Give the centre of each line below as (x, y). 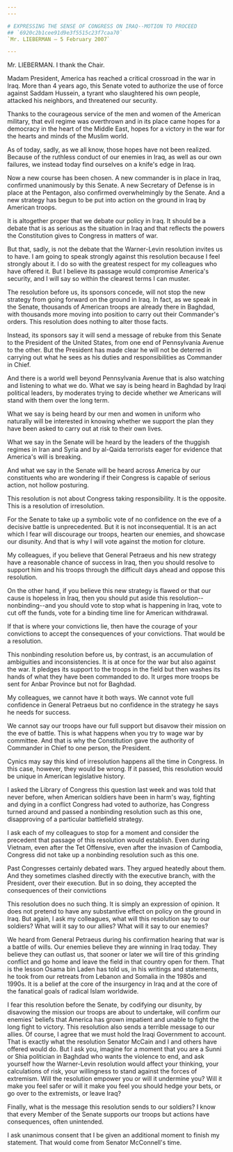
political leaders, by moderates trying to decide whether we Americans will (114, 393)
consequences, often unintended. (56, 1122)
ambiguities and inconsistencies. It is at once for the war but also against (112, 662)
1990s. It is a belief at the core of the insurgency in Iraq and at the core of (112, 984)
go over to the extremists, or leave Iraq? (64, 1094)
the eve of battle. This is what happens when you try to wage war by (105, 733)
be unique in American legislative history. (66, 777)
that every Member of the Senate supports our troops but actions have (109, 1114)
